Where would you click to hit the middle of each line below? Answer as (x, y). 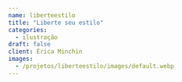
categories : (28, 30)
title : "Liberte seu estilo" (56, 23)
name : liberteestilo (42, 15)
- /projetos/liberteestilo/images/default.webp (95, 66)
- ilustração (37, 37)
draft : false (30, 45)
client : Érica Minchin (45, 52)
